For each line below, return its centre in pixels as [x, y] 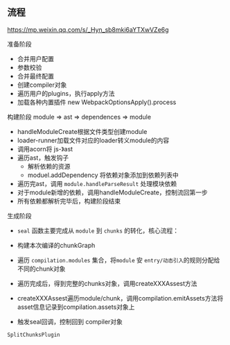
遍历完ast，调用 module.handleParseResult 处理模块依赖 [97, 183]
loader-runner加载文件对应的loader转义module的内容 [93, 140]
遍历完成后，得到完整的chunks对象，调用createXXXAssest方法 [107, 283]
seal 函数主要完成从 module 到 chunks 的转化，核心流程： [98, 230]
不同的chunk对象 [41, 269]
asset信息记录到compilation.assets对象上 [76, 307]
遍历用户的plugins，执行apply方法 [66, 93]
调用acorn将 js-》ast [45, 149]
